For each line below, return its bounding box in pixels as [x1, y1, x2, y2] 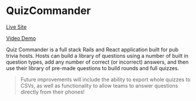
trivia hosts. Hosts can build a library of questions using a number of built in [6, 52, 189, 59]
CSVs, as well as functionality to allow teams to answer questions [20, 82, 178, 89]
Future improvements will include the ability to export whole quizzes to [20, 76, 191, 83]
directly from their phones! [20, 88, 85, 95]
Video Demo [6, 34, 36, 41]
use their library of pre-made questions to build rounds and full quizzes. [6, 64, 180, 71]
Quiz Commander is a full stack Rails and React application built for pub [6, 46, 179, 53]
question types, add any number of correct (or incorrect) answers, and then [6, 58, 189, 65]
